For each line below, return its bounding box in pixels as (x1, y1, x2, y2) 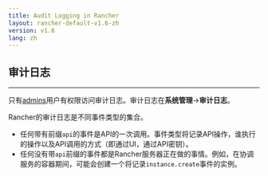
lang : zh (8, 33, 37, 42)
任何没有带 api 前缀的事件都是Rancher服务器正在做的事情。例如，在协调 (19, 149, 254, 159)
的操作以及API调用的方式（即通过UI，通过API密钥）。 (19, 139, 193, 149)
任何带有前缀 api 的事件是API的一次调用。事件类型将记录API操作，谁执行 (19, 129, 257, 139)
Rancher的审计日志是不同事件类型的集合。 (8, 112, 148, 122)
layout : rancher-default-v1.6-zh (8, 19, 120, 27)
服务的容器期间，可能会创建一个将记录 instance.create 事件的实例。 (19, 159, 242, 169)
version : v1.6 (8, 26, 56, 34)
